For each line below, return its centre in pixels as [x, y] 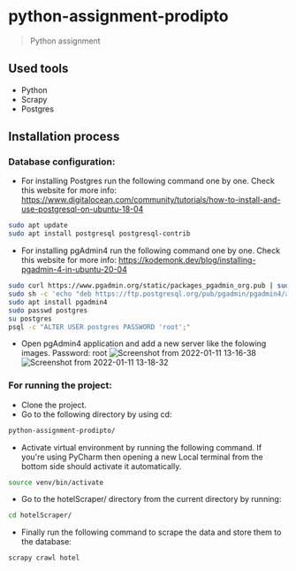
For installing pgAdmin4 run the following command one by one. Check [150, 251]
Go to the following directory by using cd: [96, 414]
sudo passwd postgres [48, 310]
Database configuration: [62, 162]
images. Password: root [64, 353]
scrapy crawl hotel [44, 558]
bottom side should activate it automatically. [101, 466]
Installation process [64, 137]
